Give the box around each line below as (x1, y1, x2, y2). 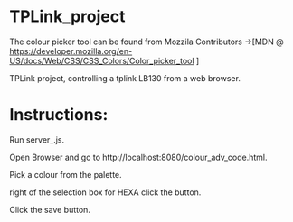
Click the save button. (9, 204, 90, 215)
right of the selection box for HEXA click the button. (9, 187, 202, 198)
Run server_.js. (9, 134, 65, 145)
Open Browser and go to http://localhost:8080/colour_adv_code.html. (9, 152, 269, 162)
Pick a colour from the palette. (9, 169, 122, 180)
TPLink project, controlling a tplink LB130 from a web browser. (9, 72, 241, 83)
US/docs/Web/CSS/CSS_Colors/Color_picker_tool (9, 55, 194, 66)
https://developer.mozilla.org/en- (9, 45, 133, 56)
